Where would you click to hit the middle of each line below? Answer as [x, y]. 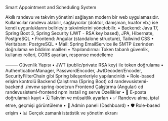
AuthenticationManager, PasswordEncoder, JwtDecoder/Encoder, [74, 71]
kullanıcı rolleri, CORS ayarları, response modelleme [59, 55]
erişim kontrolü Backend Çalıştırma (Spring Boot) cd [59, 81]
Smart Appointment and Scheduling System [51, 7]
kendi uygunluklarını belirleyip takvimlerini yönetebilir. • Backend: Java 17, [82, 28]
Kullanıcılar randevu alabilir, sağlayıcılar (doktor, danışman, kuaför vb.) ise [82, 23]
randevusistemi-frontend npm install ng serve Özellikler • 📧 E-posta [76, 92]
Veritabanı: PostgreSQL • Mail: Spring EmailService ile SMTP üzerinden [80, 44]
